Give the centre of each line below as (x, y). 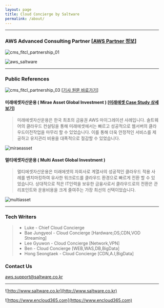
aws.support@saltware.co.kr (34, 277)
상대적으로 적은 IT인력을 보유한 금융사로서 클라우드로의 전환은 (94, 184)
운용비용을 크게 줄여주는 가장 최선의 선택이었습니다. (87, 190)
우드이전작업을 (31, 132)
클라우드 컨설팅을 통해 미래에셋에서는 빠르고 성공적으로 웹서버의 (87, 126)
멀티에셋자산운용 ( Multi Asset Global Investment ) (55, 160)
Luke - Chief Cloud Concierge (54, 227)
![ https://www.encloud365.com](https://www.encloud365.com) (69, 300)
